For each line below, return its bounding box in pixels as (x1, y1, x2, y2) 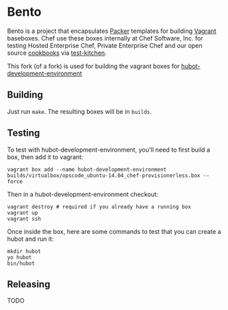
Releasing (7, 278, 51, 290)
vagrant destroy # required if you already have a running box (7, 203, 192, 210)
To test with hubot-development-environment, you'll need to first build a (7, 145, 210, 154)
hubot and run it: (7, 235, 54, 243)
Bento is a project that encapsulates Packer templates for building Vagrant (7, 27, 217, 35)
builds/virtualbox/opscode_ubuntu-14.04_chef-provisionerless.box (7, 172, 201, 179)
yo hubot (7, 254, 32, 261)
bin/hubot (7, 260, 36, 267)
